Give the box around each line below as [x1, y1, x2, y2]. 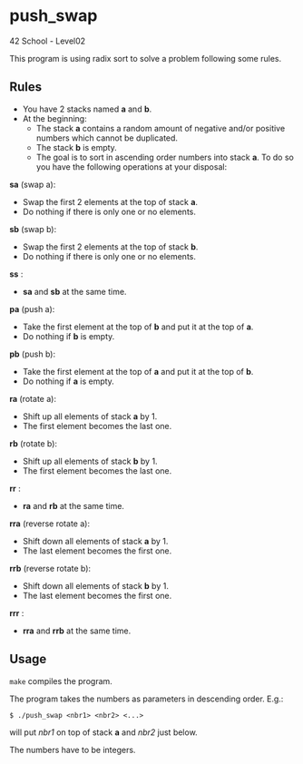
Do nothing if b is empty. [22, 330, 115, 341]
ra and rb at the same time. [22, 500, 125, 511]
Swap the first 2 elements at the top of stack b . [22, 241, 199, 252]
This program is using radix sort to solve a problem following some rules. [9, 53, 282, 64]
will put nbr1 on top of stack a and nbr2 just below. [9, 727, 198, 738]
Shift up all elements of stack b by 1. [22, 455, 158, 466]
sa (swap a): [9, 179, 56, 190]
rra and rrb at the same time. [22, 625, 132, 636]
